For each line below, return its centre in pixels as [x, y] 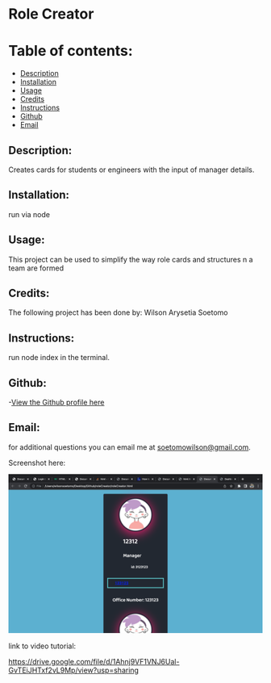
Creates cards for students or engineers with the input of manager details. [131, 170]
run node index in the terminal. [59, 358]
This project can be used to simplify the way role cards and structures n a [131, 259]
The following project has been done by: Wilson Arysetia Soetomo [118, 312]
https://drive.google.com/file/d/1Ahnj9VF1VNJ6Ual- [94, 661]
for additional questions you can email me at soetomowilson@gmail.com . [130, 447]
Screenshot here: [37, 463]
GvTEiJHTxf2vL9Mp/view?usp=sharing [74, 670]
